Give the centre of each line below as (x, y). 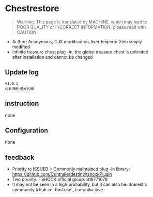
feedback (20, 157)
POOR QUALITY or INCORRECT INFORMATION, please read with (81, 27)
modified (21, 47)
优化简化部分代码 (20, 89)
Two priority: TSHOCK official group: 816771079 (60, 180)
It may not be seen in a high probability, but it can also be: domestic (79, 184)
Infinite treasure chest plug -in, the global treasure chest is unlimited (80, 52)
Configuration (27, 130)
